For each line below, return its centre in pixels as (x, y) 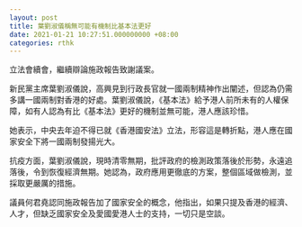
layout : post (34, 18)
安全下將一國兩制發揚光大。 (68, 141)
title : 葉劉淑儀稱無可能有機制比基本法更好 (80, 26)
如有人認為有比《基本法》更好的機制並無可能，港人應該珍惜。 (139, 111)
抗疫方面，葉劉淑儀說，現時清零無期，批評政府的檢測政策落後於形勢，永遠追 (151, 161)
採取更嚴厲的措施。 (45, 183)
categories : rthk (42, 43)
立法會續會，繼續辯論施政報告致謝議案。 (84, 69)
